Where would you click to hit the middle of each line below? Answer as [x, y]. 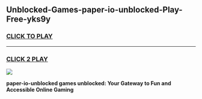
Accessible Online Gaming [40, 89]
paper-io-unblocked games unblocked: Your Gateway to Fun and [89, 83]
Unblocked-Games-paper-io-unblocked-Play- [94, 10]
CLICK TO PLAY [29, 37]
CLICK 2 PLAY [27, 59]
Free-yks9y [29, 19]
